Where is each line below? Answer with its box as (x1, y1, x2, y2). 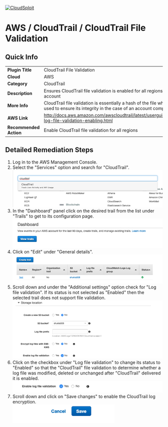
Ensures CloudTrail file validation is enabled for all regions (43, 87, 163, 93)
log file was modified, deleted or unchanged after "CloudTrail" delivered (12, 370, 161, 376)
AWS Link (7, 115, 28, 121)
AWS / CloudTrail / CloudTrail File (5, 22, 146, 33)
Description (7, 90, 32, 96)
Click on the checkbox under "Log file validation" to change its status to (12, 359, 161, 365)
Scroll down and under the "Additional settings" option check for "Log (12, 284, 156, 290)
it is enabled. (12, 375, 39, 381)
